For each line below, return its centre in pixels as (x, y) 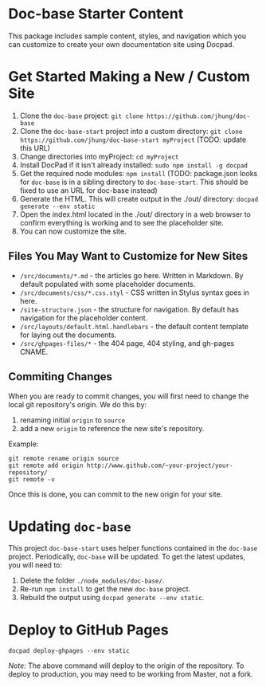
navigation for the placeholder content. (84, 318)
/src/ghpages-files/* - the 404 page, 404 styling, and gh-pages (127, 343)
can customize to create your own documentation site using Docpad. (121, 44)
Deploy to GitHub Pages (88, 630)
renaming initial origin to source (72, 420)
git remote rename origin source (64, 458)
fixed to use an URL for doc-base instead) (88, 190)
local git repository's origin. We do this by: (78, 404)
